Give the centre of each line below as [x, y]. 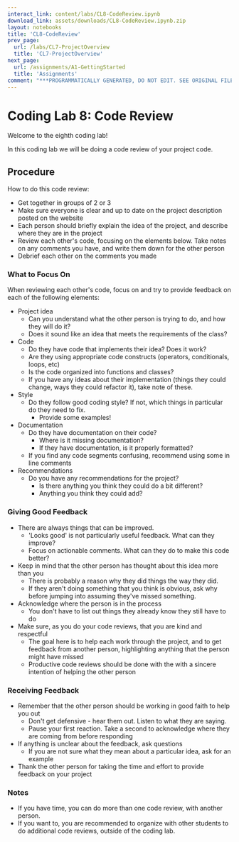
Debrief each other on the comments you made [87, 256]
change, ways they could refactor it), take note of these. [111, 387]
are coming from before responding [80, 736]
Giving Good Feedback [47, 512]
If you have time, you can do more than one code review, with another [120, 808]
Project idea [35, 311]
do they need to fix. [57, 410]
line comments [50, 463]
